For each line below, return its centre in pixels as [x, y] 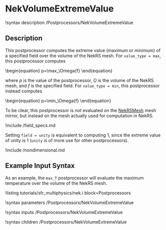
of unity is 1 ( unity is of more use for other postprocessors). [67, 140]
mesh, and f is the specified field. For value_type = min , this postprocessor [82, 85]
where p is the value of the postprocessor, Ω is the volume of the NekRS [79, 80]
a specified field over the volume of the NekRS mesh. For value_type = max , [83, 55]
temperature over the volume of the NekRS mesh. [56, 183]
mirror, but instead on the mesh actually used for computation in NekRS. [79, 115]
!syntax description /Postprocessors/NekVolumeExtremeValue [69, 22]
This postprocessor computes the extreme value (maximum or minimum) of [83, 50]
